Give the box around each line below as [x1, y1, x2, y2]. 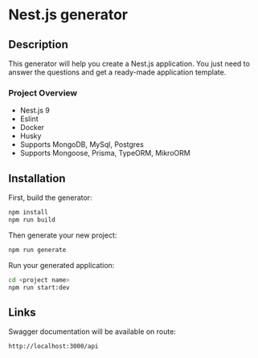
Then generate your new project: [8, 230, 117, 240]
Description [8, 38, 68, 51]
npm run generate [8, 246, 67, 254]
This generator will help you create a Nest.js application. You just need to [8, 59, 251, 68]
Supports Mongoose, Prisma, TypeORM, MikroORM [19, 148, 190, 158]
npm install [8, 209, 48, 217]
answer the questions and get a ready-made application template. [8, 67, 227, 77]
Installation [8, 171, 66, 185]
